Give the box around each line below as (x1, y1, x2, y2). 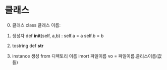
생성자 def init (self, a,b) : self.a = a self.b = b (12, 32, 104, 38)
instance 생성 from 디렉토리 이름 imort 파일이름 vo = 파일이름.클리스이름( (12, 53, 158, 59)
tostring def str (12, 42, 44, 48)
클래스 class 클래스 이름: (12, 22, 61, 28)
